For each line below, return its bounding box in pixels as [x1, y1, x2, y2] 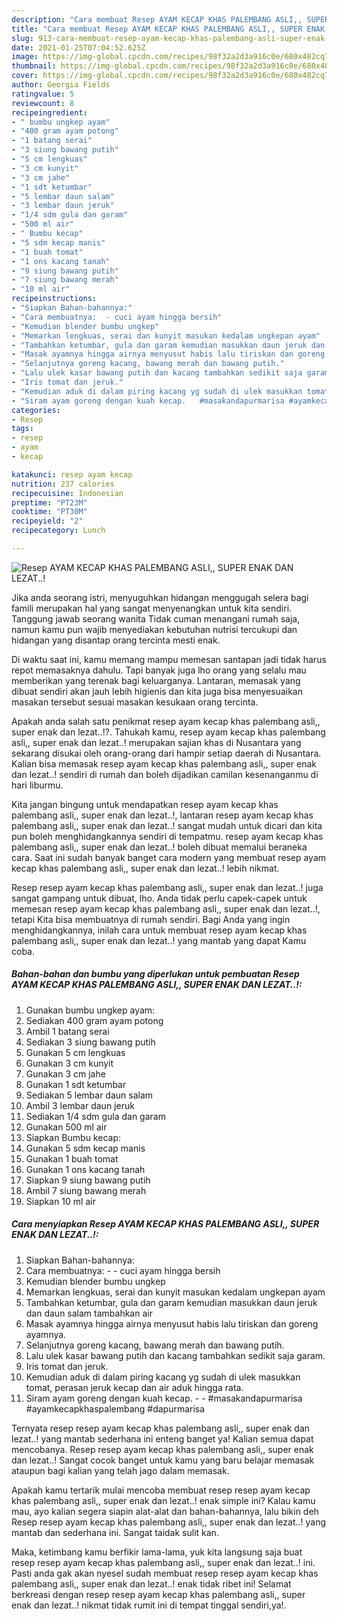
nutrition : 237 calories [11, 479, 115, 489]
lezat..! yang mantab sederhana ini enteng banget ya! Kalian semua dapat [11, 1432, 314, 1445]
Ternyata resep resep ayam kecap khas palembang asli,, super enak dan [11, 1422, 311, 1434]
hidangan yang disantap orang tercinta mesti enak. [11, 634, 221, 646]
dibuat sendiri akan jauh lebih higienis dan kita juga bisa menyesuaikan [11, 685, 303, 697]
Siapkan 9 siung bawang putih [25, 1174, 151, 1186]
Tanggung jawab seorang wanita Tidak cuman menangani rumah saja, [11, 612, 301, 625]
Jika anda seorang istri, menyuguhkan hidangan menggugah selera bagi [11, 591, 309, 603]
